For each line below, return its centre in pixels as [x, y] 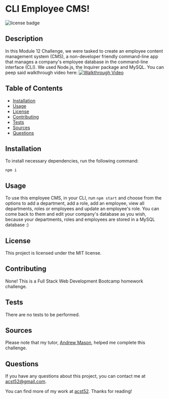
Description [24, 39]
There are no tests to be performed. [43, 314]
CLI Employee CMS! [48, 9]
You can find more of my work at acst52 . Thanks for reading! [69, 391]
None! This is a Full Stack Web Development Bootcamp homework [74, 281]
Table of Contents [34, 88]
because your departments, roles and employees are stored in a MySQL [80, 220]
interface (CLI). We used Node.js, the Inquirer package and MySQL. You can [85, 67]
